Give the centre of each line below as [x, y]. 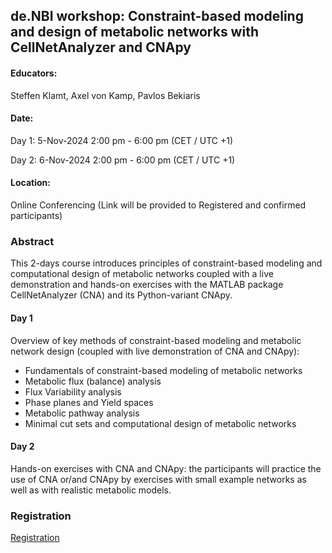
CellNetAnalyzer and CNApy [101, 47]
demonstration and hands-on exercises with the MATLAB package [147, 285]
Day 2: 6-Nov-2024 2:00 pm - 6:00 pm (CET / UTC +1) [123, 160]
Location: [30, 183]
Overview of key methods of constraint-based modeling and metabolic [156, 340]
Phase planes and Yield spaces [89, 402]
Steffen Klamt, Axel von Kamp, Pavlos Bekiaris [105, 95]
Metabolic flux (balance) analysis [93, 381]
